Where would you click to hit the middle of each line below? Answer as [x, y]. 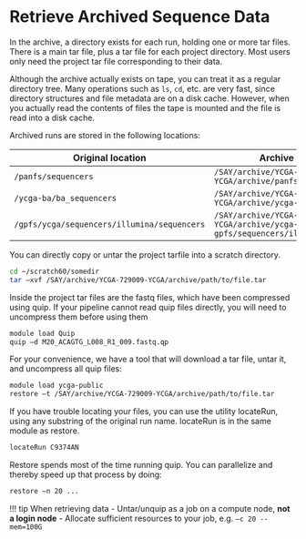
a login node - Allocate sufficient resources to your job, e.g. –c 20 [133, 518]
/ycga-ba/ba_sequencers [66, 198]
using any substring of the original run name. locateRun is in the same [140, 422]
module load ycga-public [56, 386]
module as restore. [45, 431]
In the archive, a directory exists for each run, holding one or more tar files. [150, 42]
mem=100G [26, 527]
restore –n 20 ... [44, 492]
